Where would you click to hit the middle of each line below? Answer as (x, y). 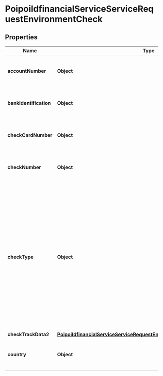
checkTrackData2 (28, 334)
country (17, 354)
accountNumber (27, 71)
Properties (21, 37)
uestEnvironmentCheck (54, 19)
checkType (21, 257)
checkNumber (24, 167)
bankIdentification (29, 103)
